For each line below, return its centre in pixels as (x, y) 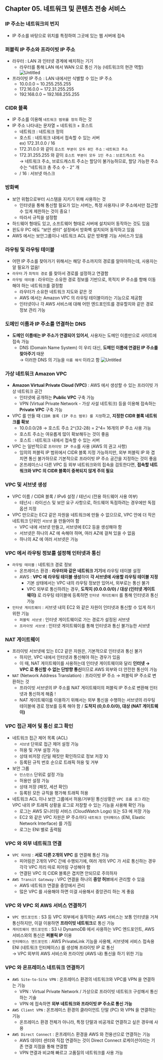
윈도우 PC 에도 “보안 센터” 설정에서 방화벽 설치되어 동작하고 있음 (73, 229)
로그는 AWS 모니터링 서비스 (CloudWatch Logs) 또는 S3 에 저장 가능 (85, 811)
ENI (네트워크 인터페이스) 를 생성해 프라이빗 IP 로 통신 (63, 948)
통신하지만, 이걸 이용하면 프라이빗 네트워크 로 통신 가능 (63, 923)
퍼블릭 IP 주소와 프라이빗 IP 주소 (40, 49)
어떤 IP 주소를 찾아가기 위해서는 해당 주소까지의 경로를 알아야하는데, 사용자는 (85, 261)
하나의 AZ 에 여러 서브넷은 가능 (49, 539)
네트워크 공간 (30, 391)
